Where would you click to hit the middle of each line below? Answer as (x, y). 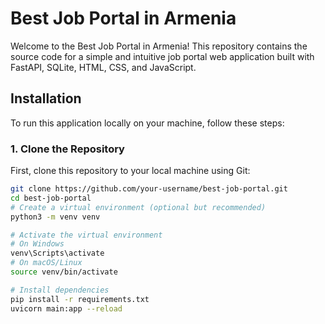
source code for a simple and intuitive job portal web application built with (162, 56)
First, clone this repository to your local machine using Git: (130, 171)
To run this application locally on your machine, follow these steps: (147, 123)
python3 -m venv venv (55, 217)
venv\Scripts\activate (57, 253)
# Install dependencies (60, 290)
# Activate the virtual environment (86, 235)
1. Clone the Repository (67, 149)
